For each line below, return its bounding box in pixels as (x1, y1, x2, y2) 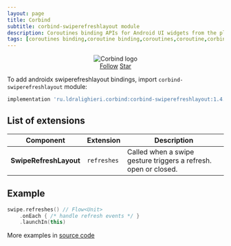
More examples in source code (7, 232, 95, 240)
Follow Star (99, 62, 132, 70)
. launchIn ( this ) (19, 218, 67, 226)
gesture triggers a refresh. (126, 156, 212, 165)
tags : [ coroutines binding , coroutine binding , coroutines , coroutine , (7, 36, 208, 43)
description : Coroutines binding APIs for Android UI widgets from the (7, 29, 217, 37)
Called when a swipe (126, 147, 195, 156)
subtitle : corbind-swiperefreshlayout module (7, 23, 140, 30)
